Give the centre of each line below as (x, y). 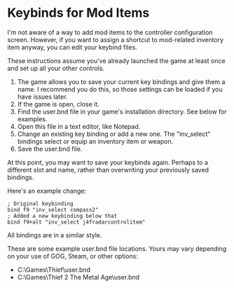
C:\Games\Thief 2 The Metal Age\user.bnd (78, 277)
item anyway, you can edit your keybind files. (73, 47)
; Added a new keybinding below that (62, 216)
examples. (32, 119)
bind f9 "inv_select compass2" (53, 210)
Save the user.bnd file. (50, 149)
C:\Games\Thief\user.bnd (54, 269)
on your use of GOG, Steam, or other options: (73, 256)
